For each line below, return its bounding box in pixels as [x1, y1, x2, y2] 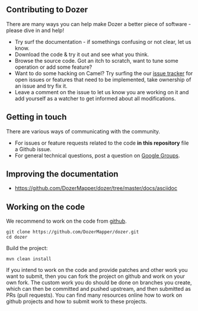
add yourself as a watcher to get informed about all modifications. [14, 95, 176, 102]
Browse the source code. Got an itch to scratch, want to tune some [14, 57, 179, 64]
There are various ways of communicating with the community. [6, 127, 161, 135]
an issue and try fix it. [14, 82, 68, 89]
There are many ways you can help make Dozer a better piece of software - [6, 20, 191, 27]
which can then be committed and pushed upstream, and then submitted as [6, 286, 191, 293]
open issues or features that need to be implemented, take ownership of [14, 76, 191, 83]
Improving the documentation [6, 169, 119, 179]
